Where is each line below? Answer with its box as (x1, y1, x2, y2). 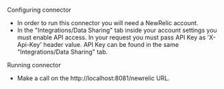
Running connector (7, 61, 62, 69)
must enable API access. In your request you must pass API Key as (16, 33, 206, 41)
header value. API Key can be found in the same (43, 41, 179, 48)
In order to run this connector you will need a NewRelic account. (16, 19, 199, 26)
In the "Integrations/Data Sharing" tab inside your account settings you (16, 26, 217, 34)
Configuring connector (7, 6, 72, 14)
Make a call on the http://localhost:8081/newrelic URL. (16, 74, 170, 82)
